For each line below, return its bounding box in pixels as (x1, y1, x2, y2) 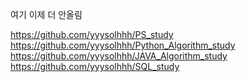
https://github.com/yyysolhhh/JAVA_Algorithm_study (10, 50, 228, 62)
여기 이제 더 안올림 (10, 9, 83, 20)
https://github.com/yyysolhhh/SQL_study (10, 61, 180, 72)
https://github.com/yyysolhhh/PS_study (10, 29, 174, 40)
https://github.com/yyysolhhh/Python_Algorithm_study (10, 39, 236, 51)
